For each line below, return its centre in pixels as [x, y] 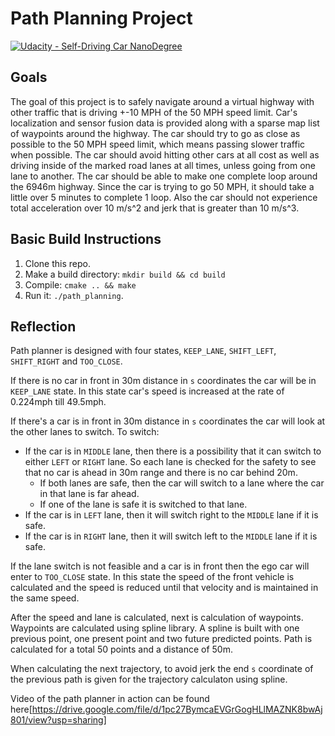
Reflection [43, 326]
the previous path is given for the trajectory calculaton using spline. [149, 679]
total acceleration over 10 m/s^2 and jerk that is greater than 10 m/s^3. [155, 208]
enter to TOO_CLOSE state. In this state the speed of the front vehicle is [152, 577]
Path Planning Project [101, 18]
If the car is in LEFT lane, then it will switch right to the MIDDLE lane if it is [171, 515]
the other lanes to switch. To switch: [85, 432]
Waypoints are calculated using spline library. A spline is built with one [155, 628]
